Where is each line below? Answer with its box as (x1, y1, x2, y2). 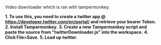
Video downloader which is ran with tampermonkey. (5, 4, 110, 10)
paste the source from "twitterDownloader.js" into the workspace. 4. (5, 29, 148, 35)
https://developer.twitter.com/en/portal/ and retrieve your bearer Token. (5, 19, 157, 24)
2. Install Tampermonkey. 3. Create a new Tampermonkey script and (5, 24, 147, 30)
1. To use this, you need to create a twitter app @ (5, 14, 106, 19)
